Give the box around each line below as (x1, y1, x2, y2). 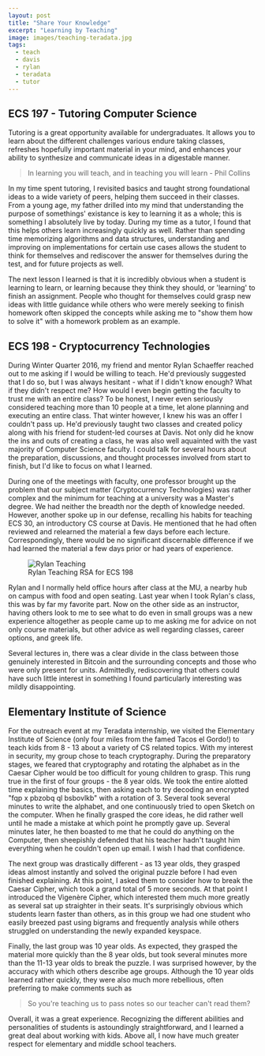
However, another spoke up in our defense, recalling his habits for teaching (8, 511, 252, 520)
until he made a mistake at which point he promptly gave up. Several (8, 818, 230, 828)
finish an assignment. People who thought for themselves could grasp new (8, 292, 252, 301)
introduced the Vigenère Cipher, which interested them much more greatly (8, 892, 250, 902)
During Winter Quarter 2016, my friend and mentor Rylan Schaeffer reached (8, 360, 254, 370)
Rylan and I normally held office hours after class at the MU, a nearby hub (8, 583, 248, 593)
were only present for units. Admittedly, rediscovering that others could (8, 666, 240, 675)
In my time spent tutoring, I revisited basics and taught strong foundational (8, 183, 250, 194)
